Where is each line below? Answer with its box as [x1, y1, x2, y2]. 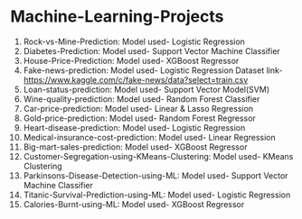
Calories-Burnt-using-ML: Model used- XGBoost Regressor [23, 198, 245, 209]
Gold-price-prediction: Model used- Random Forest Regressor [23, 113, 256, 123]
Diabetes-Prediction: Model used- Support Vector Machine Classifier [23, 45, 281, 56]
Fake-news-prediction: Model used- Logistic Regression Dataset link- [23, 65, 283, 76]
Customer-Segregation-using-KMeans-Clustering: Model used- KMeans [23, 151, 294, 161]
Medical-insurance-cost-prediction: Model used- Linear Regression [23, 132, 277, 142]
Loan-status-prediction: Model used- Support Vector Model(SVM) [23, 84, 270, 95]
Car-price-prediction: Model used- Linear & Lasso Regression [23, 103, 254, 114]
